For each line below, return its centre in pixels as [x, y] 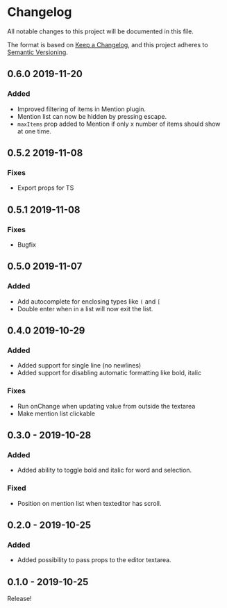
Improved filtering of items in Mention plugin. [82, 109]
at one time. [34, 131]
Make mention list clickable [56, 413]
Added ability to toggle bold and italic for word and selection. [104, 470]
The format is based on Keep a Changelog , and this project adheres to [108, 44]
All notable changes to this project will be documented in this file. [101, 31]
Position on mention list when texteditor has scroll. [89, 503]
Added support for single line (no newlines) [79, 365]
